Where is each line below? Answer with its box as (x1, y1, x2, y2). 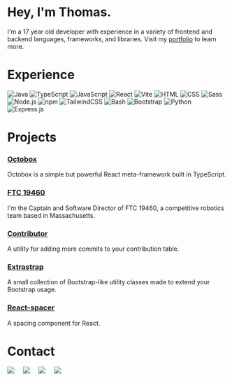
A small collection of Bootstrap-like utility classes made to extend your (7, 278, 210, 286)
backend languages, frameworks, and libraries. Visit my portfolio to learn (7, 34, 217, 43)
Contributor (7, 228, 48, 238)
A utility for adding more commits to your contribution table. (7, 244, 180, 253)
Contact (7, 343, 55, 359)
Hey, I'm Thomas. (7, 4, 112, 20)
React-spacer (7, 303, 55, 312)
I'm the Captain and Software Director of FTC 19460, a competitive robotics (7, 204, 225, 212)
